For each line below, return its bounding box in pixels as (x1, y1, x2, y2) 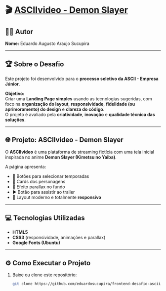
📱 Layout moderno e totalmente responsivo (12, 194, 101, 200)
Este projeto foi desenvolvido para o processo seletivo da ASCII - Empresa (5, 76, 159, 82)
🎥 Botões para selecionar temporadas (12, 173, 89, 179)
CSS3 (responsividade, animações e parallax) (12, 235, 106, 241)
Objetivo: (5, 90, 25, 96)
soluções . (5, 117, 26, 123)
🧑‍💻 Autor (5, 27, 34, 36)
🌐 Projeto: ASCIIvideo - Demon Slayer (5, 136, 124, 144)
